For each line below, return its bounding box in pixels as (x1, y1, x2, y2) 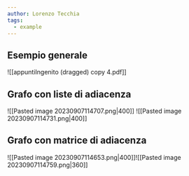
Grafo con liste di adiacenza (7, 88, 132, 100)
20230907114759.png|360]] (7, 161, 88, 169)
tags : (7, 17, 23, 24)
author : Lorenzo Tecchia (7, 10, 80, 18)
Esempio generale (7, 49, 87, 61)
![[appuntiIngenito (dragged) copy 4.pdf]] (7, 68, 127, 76)
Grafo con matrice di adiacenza (7, 135, 147, 147)
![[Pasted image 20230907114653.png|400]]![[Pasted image (7, 153, 181, 161)
